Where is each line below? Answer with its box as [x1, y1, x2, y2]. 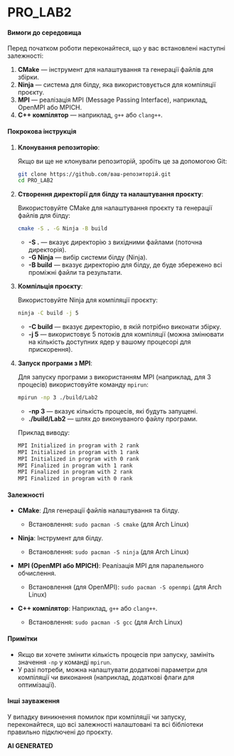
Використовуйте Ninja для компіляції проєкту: [17, 296, 158, 305]
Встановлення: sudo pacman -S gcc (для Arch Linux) [28, 618, 183, 626]
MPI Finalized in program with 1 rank [17, 462, 133, 469]
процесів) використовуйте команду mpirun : [17, 380, 149, 389]
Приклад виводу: [17, 428, 70, 436]
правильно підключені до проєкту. [7, 728, 113, 736]
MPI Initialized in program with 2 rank [17, 442, 139, 449]
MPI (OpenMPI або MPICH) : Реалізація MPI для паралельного [17, 562, 204, 570]
